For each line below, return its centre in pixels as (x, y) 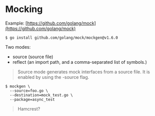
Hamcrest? (29, 108)
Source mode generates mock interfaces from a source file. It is (84, 72)
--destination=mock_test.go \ (41, 95)
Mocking (24, 9)
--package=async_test (32, 99)
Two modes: (18, 47)
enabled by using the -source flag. (53, 77)
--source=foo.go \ (29, 91)
